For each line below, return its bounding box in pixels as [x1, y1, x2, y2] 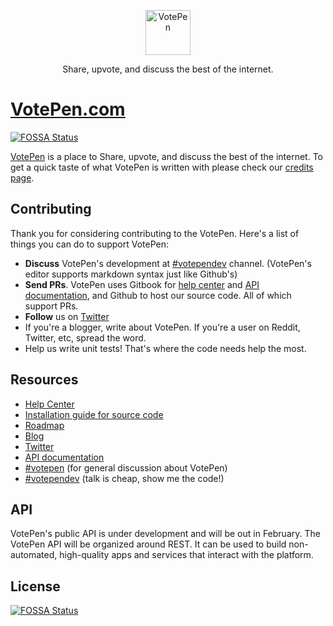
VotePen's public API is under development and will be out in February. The [10, 528, 321, 540]
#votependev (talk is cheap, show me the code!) [24, 472, 225, 484]
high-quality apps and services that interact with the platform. [59, 549, 314, 561]
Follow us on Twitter [24, 310, 110, 322]
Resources [10, 371, 79, 389]
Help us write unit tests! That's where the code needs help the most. [24, 342, 307, 354]
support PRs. [24, 300, 79, 312]
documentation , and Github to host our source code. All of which [24, 289, 292, 301]
